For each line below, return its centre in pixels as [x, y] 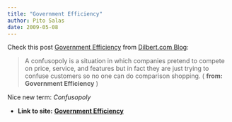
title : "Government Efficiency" [55, 14]
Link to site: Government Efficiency [70, 111]
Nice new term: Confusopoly [49, 97]
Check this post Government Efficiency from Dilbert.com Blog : [98, 48]
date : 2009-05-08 [33, 27]
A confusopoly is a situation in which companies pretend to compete [124, 61]
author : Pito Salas [36, 21]
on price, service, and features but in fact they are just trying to [117, 69]
